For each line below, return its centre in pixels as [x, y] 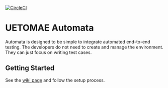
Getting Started [30, 68]
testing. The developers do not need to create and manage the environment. [84, 47]
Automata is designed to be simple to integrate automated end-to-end [78, 41]
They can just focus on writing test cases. [49, 52]
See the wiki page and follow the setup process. [55, 80]
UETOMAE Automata [50, 28]
